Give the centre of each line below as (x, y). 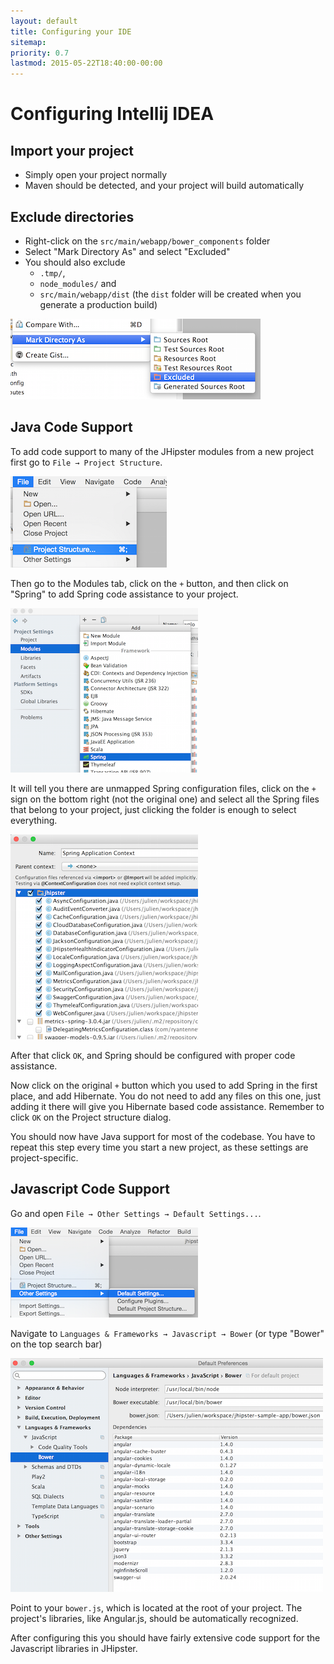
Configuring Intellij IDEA (112, 114)
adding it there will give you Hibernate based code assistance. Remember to (167, 1106)
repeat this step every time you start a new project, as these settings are (159, 1147)
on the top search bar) (56, 1344)
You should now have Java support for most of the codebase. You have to (163, 1136)
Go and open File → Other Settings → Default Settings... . (136, 1213)
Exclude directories (72, 216)
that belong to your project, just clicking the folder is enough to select (153, 809)
